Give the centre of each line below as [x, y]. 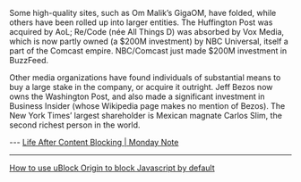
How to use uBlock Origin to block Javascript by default [112, 168]
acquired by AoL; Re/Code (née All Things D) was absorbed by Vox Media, [147, 32]
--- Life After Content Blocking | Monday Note [94, 142]
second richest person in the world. [75, 125]
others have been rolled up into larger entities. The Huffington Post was [141, 22]
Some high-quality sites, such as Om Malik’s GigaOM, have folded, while [143, 13]
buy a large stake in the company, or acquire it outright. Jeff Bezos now [141, 87]
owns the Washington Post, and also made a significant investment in [137, 96]
